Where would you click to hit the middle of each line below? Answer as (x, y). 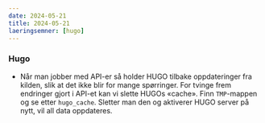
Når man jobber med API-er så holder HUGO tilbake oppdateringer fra (136, 76)
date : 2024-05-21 (37, 16)
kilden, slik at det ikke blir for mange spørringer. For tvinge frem (126, 84)
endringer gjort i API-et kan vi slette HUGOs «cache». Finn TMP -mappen (139, 93)
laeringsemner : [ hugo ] (46, 31)
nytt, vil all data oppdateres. (66, 110)
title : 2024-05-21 (39, 23)
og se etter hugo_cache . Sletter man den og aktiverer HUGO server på (135, 102)
